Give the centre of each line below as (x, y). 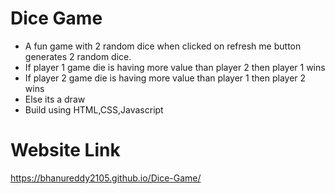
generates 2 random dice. (78, 56)
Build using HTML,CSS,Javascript (94, 109)
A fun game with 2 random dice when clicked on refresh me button (163, 46)
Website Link (65, 150)
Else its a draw (55, 99)
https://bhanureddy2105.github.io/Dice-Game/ (106, 178)
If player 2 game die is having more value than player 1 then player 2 (165, 78)
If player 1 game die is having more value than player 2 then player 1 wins (175, 67)
